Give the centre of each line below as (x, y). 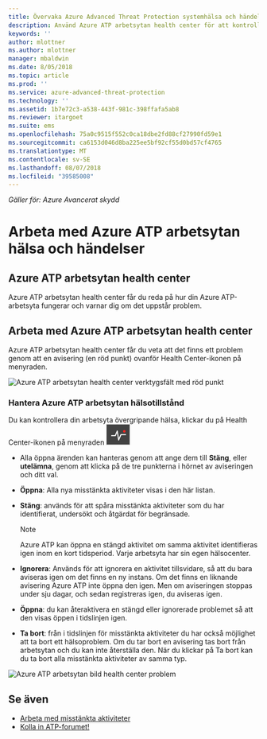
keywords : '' (30, 33)
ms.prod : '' (28, 84)
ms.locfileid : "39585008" (51, 176)
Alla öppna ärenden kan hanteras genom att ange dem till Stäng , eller (133, 458)
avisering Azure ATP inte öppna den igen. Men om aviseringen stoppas (136, 585)
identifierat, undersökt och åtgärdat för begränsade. (105, 514)
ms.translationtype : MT (48, 151)
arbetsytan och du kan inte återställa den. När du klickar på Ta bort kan (136, 650)
